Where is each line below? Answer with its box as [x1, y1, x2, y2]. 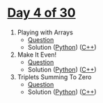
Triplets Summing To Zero [17, 72, 92, 81]
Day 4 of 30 [7, 5, 76, 21]
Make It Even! [17, 50, 57, 59]
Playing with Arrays [17, 28, 73, 36]
